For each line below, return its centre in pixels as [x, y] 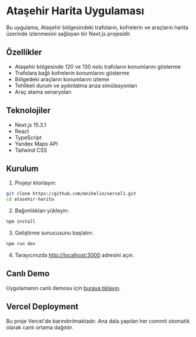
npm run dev [21, 244]
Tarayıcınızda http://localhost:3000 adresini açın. [74, 255]
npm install [21, 222]
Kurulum [23, 168]
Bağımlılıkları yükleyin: [42, 211]
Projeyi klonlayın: [35, 183]
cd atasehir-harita [30, 199]
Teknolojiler [28, 111]
